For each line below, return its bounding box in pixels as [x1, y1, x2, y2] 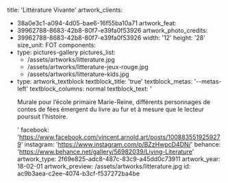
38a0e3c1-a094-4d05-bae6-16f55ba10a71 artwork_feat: [16, 19, 177, 27]
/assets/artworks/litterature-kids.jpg [27, 70, 129, 78]
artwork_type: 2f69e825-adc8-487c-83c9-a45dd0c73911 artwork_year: [16, 155, 220, 163]
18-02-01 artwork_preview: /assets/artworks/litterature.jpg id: [16, 162, 191, 170]
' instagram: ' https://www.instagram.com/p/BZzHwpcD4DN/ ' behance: [21, 141, 221, 148]
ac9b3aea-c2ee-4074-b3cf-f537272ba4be [16, 169, 140, 178]
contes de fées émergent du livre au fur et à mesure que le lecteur [16, 106, 204, 113]
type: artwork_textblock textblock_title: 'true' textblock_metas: [16, 77, 193, 85]
